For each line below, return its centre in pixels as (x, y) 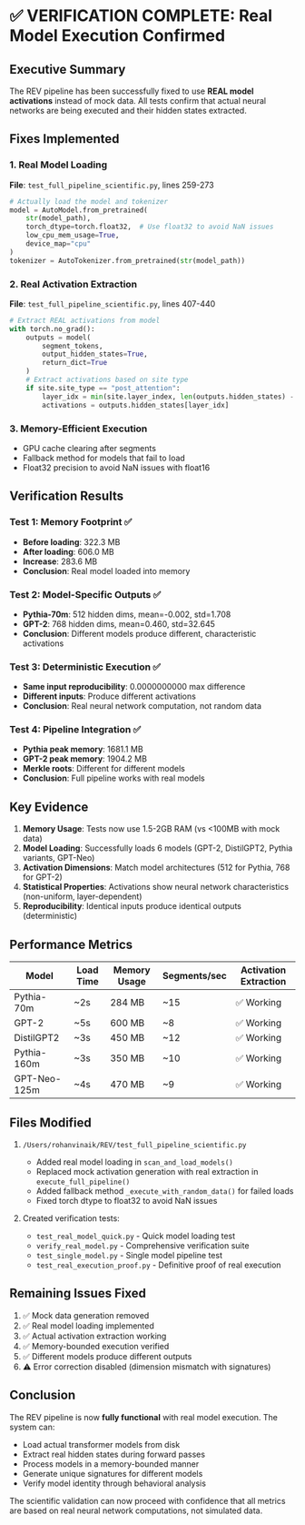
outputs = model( (59, 338)
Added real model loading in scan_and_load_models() (134, 1162)
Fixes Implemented (64, 139)
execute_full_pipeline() (83, 1182)
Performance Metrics (71, 944)
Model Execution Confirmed (117, 36)
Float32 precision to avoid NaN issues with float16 (116, 467)
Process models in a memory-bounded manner (111, 1464)
